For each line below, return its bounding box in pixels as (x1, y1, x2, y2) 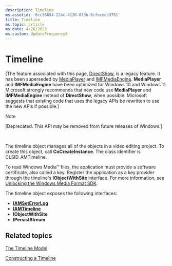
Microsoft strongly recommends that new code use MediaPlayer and (5, 87, 151, 93)
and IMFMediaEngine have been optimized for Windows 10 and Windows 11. (5, 81, 167, 87)
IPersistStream (12, 216, 46, 222)
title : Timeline (5, 17, 40, 22)
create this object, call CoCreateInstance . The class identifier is (5, 148, 141, 155)
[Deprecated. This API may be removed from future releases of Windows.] (5, 123, 163, 129)
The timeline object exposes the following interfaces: (5, 190, 118, 196)
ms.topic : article (5, 22, 45, 27)
